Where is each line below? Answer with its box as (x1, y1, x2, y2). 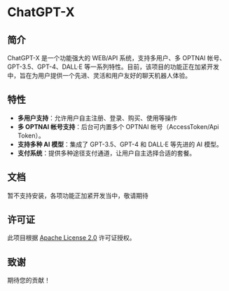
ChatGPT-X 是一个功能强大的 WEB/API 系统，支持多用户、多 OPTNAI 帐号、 (7, 54, 226, 62)
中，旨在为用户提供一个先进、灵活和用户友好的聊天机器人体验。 (7, 72, 191, 79)
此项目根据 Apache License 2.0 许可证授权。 (7, 234, 136, 242)
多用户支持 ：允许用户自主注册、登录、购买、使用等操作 (17, 114, 177, 122)
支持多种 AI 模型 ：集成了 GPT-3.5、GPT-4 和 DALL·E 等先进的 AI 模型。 (17, 140, 223, 148)
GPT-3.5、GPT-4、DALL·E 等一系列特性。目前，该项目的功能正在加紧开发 (7, 62, 219, 71)
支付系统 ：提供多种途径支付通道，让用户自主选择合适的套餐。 (17, 149, 196, 157)
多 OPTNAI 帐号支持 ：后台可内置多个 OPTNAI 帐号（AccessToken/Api (17, 122, 219, 130)
